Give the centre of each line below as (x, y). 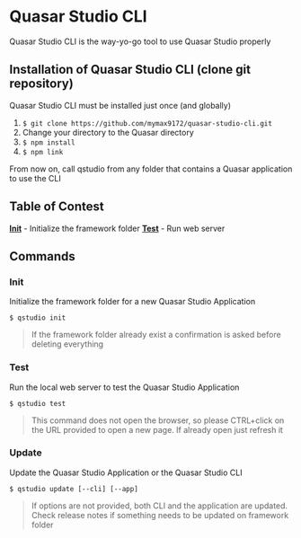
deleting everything (67, 344)
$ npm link (43, 152)
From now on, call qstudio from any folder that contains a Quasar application (151, 169)
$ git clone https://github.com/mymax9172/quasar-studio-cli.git (147, 123)
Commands (43, 256)
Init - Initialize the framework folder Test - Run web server (117, 228)
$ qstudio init (38, 318)
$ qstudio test (38, 403)
